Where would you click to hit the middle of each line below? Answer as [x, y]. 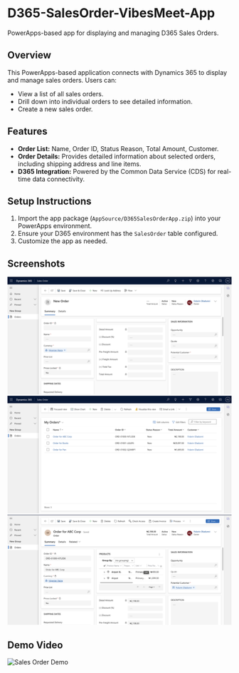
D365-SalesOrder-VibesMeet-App [111, 13]
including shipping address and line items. [79, 164]
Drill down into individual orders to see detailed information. [105, 101]
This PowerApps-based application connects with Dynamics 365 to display [117, 72]
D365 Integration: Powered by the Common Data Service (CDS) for [117, 171]
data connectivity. [59, 179]
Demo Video [35, 645]
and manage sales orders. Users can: [62, 80]
